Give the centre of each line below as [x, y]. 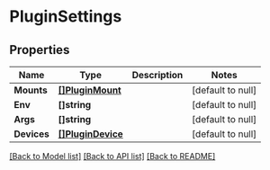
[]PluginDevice [90, 134]
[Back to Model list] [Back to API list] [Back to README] [112, 156]
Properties [40, 50]
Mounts [31, 90]
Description [157, 75]
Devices [31, 134]
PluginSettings [66, 17]
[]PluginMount [90, 90]
